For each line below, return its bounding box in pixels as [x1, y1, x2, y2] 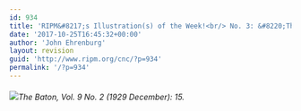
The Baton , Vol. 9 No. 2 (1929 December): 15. [18, 91, 185, 103]
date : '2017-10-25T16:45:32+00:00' [9, 30, 142, 38]
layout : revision [9, 47, 74, 55]
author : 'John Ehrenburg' [9, 38, 106, 47]
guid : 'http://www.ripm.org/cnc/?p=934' [9, 55, 163, 64]
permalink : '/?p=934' [9, 64, 90, 73]
